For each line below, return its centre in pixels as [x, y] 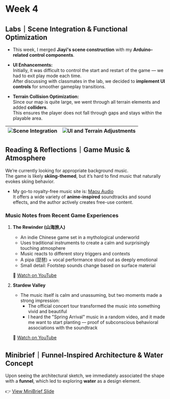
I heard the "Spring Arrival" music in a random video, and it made [96, 317]
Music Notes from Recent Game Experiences [62, 215]
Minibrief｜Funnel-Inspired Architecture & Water [84, 355]
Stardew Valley [29, 285]
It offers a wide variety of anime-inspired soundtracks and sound [82, 197]
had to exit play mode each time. [47, 76]
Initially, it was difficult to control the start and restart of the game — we [88, 70]
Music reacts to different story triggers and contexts [75, 254]
